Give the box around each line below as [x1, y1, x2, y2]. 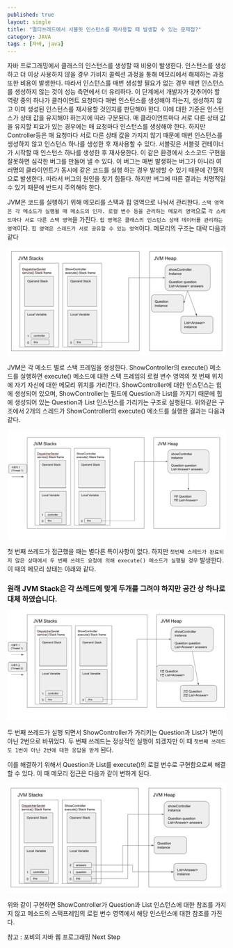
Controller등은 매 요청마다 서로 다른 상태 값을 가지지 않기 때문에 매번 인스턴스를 [7, 131, 223, 139]
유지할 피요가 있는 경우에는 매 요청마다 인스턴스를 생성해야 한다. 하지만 [14, 123, 206, 131]
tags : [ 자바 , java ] [7, 40, 64, 48]
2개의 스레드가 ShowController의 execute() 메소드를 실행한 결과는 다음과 [25, 407, 225, 416]
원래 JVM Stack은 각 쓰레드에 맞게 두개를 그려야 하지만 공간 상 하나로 [7, 583, 226, 593]
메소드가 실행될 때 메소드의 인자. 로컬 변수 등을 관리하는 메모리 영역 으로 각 [23, 207, 214, 215]
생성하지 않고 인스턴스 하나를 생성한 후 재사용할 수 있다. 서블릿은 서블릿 [7, 140, 200, 148]
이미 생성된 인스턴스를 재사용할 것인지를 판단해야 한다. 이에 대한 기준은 [14, 105, 206, 113]
